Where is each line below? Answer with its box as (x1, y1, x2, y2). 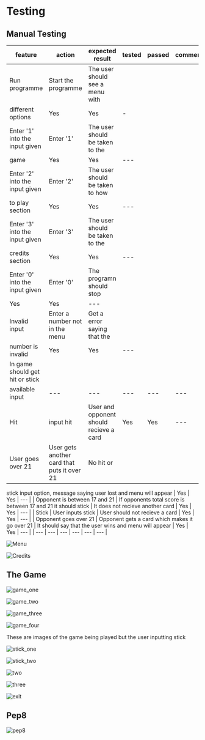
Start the (48, 76, 74, 84)
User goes (9, 454, 40, 463)
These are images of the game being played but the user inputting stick (6, 633, 186, 640)
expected (88, 47, 117, 55)
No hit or (88, 459, 113, 467)
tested (122, 51, 142, 59)
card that (48, 459, 75, 467)
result (93, 54, 111, 62)
